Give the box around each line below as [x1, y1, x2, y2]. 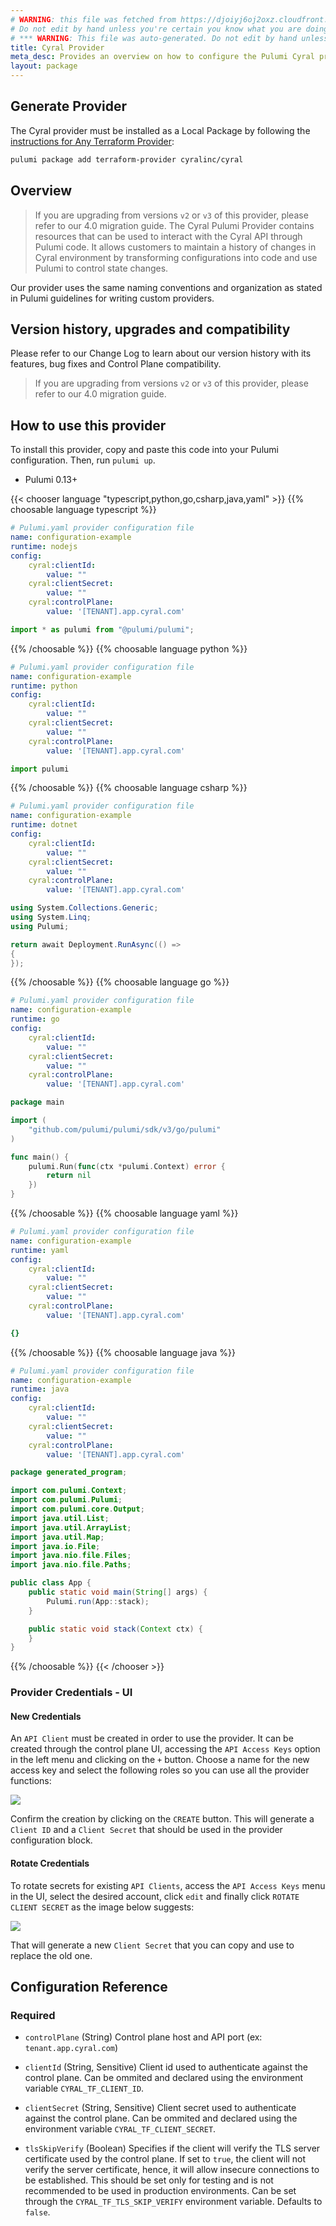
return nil [46, 1171, 92, 1181]
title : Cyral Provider [10, 42, 105, 53]
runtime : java [10, 1384, 70, 1395]
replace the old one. [10, 1949, 93, 1961]
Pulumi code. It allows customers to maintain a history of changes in [34, 241, 317, 253]
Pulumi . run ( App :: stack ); [46, 1596, 150, 1606]
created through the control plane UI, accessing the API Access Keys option [10, 1743, 321, 1755]
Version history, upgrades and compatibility [10, 321, 291, 338]
